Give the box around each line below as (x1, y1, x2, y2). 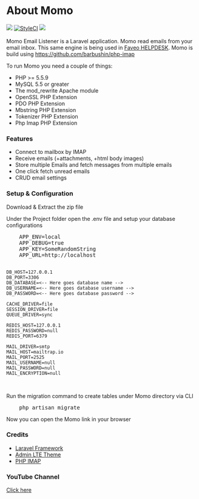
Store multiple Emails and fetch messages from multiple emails (15, 161, 172, 169)
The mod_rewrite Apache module (15, 86, 99, 94)
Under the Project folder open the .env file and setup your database (6, 215, 176, 222)
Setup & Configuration (6, 189, 74, 198)
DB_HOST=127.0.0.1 (6, 269, 53, 275)
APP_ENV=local (19, 233, 61, 240)
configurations (6, 222, 43, 229)
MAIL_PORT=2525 (6, 354, 45, 360)
